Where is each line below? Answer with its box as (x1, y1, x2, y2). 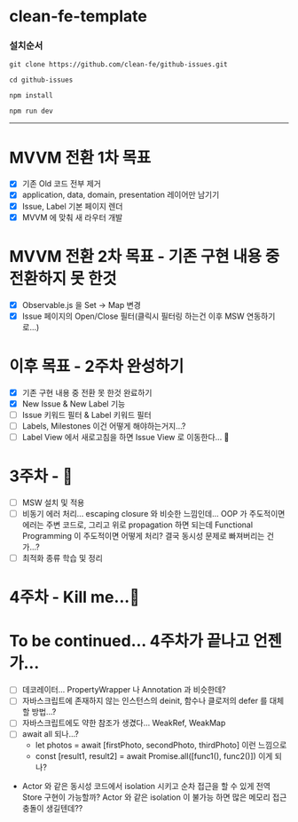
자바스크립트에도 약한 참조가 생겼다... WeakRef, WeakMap (21, 717, 226, 729)
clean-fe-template (9, 6, 148, 27)
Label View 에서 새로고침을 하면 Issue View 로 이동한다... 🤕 (21, 431, 230, 442)
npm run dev (9, 107, 53, 116)
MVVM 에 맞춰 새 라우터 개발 (21, 211, 123, 223)
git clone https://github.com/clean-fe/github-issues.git (9, 60, 228, 69)
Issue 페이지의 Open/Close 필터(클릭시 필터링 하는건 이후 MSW (21, 311, 246, 321)
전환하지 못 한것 (9, 268, 117, 288)
